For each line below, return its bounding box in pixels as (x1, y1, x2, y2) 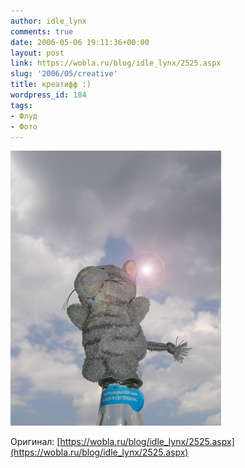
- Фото (10, 121, 38, 132)
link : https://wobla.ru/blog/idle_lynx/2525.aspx (10, 58, 222, 69)
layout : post (10, 48, 65, 58)
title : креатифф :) (10, 80, 92, 90)
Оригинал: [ (10, 436, 61, 448)
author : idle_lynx (10, 16, 87, 26)
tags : (10, 100, 33, 110)
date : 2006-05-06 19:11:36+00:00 (10, 37, 150, 47)
